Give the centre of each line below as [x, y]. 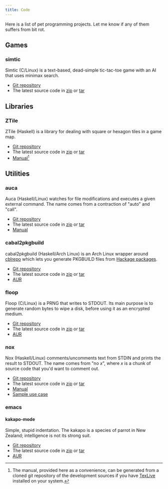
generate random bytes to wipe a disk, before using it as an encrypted [77, 308]
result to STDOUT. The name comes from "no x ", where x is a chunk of [78, 363]
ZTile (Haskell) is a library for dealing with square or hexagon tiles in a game [83, 131]
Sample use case [30, 394]
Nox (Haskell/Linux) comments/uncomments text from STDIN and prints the [83, 358]
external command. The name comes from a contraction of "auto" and [77, 204]
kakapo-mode [20, 419]
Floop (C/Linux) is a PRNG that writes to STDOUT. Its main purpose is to [79, 303]
